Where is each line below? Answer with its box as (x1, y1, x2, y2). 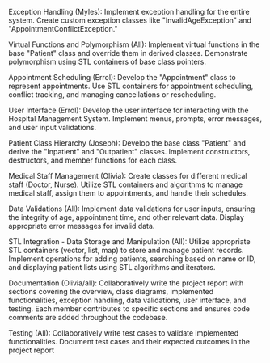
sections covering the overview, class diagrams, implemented (8, 287, 214, 296)
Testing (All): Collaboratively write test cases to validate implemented (8, 328, 239, 338)
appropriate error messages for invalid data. (8, 222, 155, 230)
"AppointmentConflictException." (8, 24, 119, 33)
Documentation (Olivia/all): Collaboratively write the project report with (8, 278, 244, 288)
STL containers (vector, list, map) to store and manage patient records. (8, 246, 244, 255)
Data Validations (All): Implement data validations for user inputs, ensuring (8, 204, 255, 213)
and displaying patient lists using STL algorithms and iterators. (8, 263, 216, 272)
